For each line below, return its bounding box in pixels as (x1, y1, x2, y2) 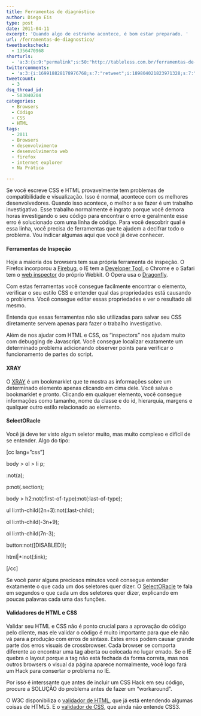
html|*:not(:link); (6, 553, 47, 560)
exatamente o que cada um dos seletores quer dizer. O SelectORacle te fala (6, 583, 193, 590)
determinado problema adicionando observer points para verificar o (6, 344, 173, 352)
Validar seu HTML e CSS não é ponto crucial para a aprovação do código (6, 622, 187, 630)
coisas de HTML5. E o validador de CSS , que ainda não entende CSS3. (6, 703, 181, 710)
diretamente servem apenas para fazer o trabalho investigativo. (6, 320, 163, 327)
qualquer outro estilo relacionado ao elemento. (6, 403, 121, 411)
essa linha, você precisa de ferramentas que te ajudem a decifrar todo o (6, 225, 184, 232)
